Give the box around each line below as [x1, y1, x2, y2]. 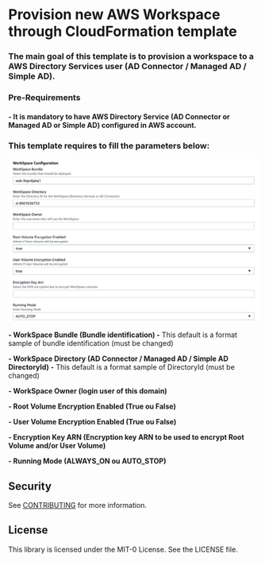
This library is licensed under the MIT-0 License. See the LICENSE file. [8, 545, 238, 554]
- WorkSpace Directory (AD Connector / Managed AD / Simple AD [8, 354, 229, 363]
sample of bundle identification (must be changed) [8, 339, 174, 348]
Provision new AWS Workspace [8, 6, 221, 24]
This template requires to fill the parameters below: [8, 140, 210, 151]
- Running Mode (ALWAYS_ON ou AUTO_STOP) [8, 456, 167, 466]
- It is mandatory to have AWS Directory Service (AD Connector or [8, 111, 230, 121]
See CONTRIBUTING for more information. [8, 501, 148, 510]
